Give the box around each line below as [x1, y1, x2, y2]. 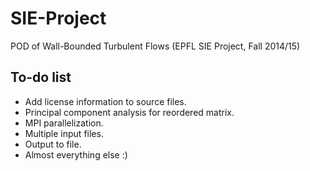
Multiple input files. [24, 127, 104, 139]
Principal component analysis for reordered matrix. [24, 106, 235, 118]
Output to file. [24, 138, 82, 150]
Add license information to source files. [24, 95, 187, 107]
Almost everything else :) [24, 148, 128, 161]
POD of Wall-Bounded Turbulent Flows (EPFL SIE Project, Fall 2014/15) [10, 40, 301, 52]
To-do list [10, 69, 72, 86]
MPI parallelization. [24, 117, 104, 129]
